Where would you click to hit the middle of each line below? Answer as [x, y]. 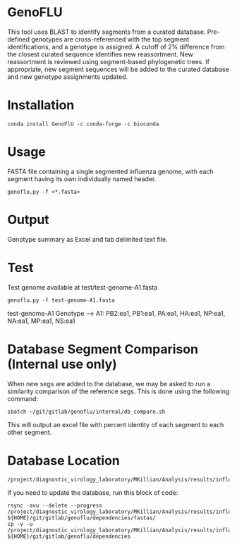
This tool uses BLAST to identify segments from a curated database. [107, 32]
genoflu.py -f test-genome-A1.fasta [61, 300]
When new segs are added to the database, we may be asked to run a [109, 383]
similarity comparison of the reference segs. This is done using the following [119, 391]
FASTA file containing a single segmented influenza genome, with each [110, 171]
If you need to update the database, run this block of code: [93, 492]
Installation [41, 105]
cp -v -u [20, 524]
